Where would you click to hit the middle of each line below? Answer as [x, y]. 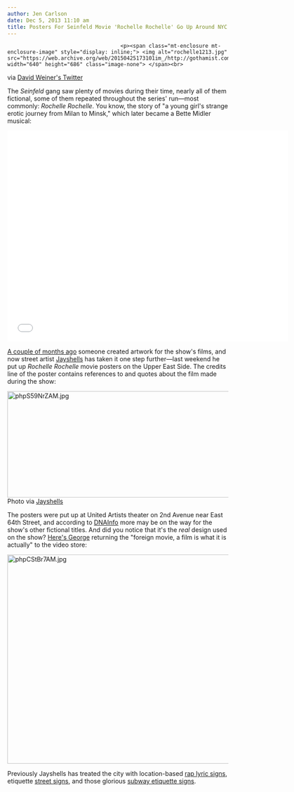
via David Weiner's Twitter [45, 77]
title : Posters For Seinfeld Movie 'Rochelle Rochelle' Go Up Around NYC [118, 27]
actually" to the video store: [47, 545]
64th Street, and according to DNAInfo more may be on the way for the [110, 522]
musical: [19, 121]
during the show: [32, 382]
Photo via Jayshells [35, 501]
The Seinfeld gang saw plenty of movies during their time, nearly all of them [117, 91]
